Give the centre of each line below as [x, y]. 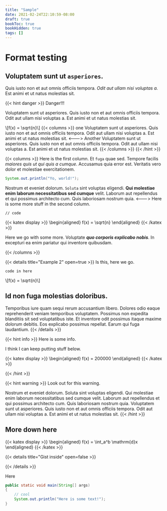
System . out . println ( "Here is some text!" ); [60, 499]
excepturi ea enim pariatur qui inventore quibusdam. [59, 242]
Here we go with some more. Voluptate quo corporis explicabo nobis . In [80, 237]
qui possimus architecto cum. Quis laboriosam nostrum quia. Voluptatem [80, 403]
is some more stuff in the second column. [48, 204]
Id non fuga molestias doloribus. [57, 296]
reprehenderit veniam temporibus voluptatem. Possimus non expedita [77, 313]
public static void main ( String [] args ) [48, 485]
